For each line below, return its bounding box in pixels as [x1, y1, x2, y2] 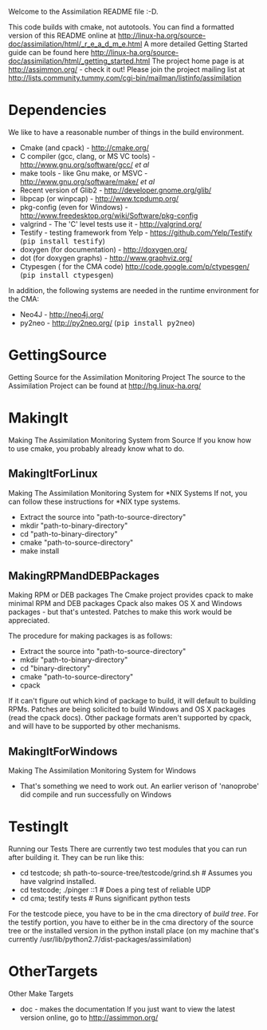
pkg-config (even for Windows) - [19, 202, 129, 212]
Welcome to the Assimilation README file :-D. [8, 7, 159, 16]
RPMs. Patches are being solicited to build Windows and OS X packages [8, 704, 245, 714]
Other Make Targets [8, 989, 74, 999]
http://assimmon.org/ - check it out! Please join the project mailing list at [8, 65, 245, 74]
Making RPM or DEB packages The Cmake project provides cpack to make [8, 590, 253, 600]
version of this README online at [8, 31, 116, 40]
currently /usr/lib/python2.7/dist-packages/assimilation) [8, 934, 192, 945]
